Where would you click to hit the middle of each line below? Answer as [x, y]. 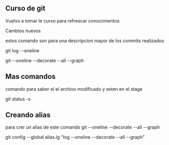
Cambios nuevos [23, 31]
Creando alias [28, 115]
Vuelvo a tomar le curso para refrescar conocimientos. [63, 20]
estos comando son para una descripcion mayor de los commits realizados [85, 40]
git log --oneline [22, 50]
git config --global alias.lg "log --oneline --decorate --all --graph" [75, 137]
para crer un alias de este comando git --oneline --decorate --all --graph [83, 127]
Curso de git [25, 8]
